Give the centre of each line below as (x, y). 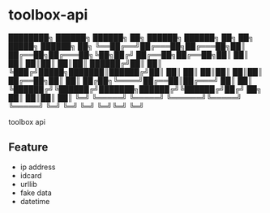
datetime (35, 201)
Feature (28, 147)
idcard (31, 175)
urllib (29, 184)
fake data (36, 193)
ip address (38, 167)
